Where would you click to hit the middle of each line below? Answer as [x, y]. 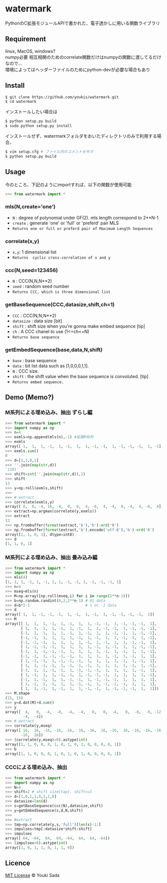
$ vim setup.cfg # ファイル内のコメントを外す [49, 152]
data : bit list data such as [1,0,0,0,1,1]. [50, 366]
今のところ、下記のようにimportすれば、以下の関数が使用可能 [68, 185]
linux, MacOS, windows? [30, 51]
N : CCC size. [25, 371]
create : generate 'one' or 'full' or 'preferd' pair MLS [66, 223]
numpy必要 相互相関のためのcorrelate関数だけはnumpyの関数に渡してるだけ [83, 57]
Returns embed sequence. [38, 382]
